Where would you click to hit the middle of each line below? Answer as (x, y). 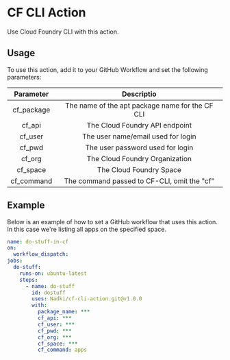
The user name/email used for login (139, 136)
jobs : (15, 261)
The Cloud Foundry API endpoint (139, 125)
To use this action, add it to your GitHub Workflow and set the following (108, 69)
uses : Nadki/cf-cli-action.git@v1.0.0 (87, 299)
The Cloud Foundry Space (139, 169)
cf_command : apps (62, 350)
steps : (29, 280)
